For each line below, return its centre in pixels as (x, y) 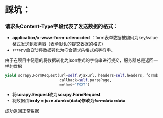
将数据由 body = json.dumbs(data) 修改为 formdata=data (69, 101)
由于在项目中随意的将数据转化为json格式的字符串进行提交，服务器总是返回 (79, 60)
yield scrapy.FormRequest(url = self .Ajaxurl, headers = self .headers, (75, 76)
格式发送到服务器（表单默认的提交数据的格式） (59, 44)
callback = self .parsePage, (85, 80)
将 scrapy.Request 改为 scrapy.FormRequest (56, 95)
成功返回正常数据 (22, 111)
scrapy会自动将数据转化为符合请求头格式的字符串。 (64, 50)
